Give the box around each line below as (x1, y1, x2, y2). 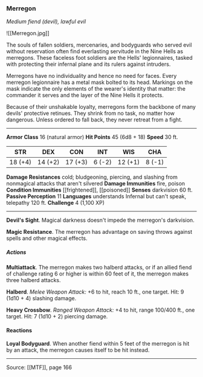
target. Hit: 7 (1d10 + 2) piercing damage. (6, 313, 108, 320)
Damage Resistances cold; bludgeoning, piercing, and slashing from (6, 173, 178, 181)
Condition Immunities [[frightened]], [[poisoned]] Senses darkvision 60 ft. (6, 186, 193, 194)
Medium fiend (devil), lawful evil (6, 18, 86, 25)
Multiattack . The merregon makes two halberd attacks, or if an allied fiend (6, 264, 192, 271)
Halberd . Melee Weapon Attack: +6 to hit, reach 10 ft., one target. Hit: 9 (6, 288, 184, 295)
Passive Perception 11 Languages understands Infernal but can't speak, (6, 193, 186, 200)
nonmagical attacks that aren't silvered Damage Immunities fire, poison (6, 180, 185, 187)
